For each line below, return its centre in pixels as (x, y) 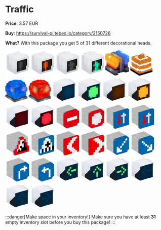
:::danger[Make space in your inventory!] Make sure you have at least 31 (80, 217)
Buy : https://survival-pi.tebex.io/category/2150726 (58, 33)
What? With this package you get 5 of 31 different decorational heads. (78, 43)
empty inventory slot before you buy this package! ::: (60, 222)
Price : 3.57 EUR (22, 23)
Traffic (19, 9)
